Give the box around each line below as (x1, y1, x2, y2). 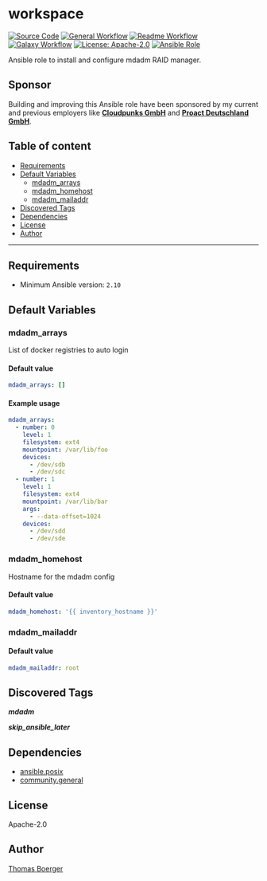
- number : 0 (15, 423, 56, 431)
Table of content (8, 140, 91, 153)
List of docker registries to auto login (8, 345, 129, 355)
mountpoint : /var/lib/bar (22, 498, 109, 505)
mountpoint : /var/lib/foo (22, 446, 109, 454)
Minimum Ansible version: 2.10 (19, 280, 122, 289)
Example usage (8, 398, 60, 407)
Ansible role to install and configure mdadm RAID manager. (8, 55, 202, 65)
